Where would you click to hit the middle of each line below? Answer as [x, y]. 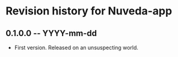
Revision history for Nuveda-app [89, 11]
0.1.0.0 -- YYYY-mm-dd [51, 33]
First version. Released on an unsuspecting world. [76, 47]
